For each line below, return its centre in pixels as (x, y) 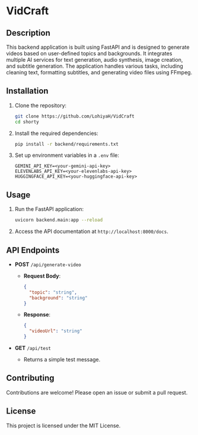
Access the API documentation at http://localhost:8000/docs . (92, 231)
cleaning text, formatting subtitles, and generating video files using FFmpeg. (99, 72)
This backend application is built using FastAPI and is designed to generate (98, 47)
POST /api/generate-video (48, 264)
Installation (27, 91)
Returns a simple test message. (62, 360)
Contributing (30, 378)
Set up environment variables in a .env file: (67, 155)
